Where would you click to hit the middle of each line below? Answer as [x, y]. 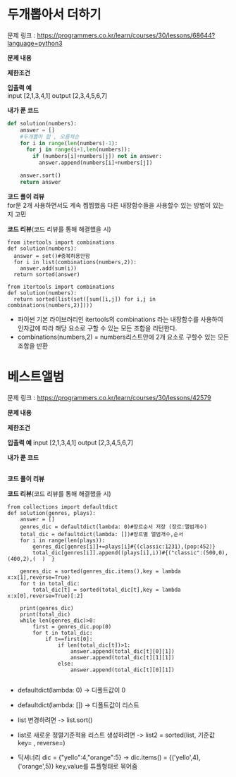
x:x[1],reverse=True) [39, 577]
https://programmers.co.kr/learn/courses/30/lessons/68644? [126, 35]
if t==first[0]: [69, 639]
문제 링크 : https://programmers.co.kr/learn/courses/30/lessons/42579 [109, 397]
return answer [41, 182]
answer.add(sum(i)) [49, 268]
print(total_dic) [45, 614]
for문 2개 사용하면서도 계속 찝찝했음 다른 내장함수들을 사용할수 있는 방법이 [109, 205]
